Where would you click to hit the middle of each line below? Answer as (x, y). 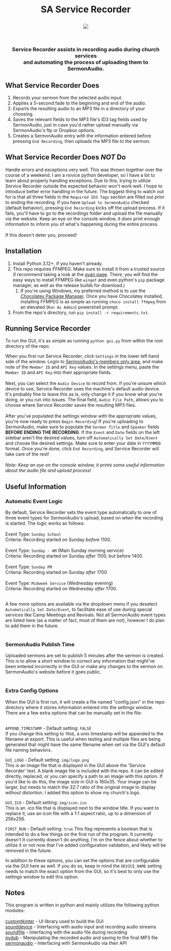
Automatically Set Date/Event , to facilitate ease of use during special (79, 609)
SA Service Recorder (86, 9)
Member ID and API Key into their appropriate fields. (59, 373)
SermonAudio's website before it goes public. (53, 672)
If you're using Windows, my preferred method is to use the (83, 291)
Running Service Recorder (48, 328)
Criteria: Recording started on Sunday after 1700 (56, 572)
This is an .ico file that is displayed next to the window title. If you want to (82, 808)
